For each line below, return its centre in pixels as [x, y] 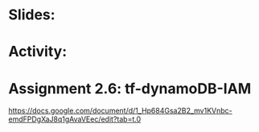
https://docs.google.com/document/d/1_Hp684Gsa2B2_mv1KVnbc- [121, 111]
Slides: [32, 15]
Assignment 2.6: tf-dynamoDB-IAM [130, 88]
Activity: [38, 52]
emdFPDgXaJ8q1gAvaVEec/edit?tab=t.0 [75, 119]
